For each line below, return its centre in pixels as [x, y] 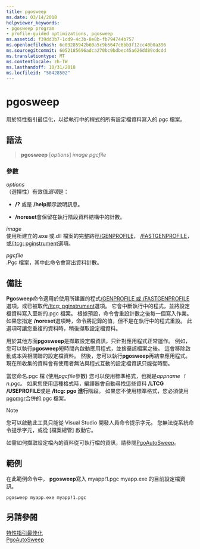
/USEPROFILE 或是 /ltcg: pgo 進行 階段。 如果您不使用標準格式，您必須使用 [97, 391]
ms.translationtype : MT [36, 56]
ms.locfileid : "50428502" [38, 73]
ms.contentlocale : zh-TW [37, 61]
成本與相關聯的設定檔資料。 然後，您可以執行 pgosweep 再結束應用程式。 [101, 356]
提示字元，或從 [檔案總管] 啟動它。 [54, 430]
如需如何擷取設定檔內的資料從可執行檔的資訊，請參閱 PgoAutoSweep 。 [93, 443]
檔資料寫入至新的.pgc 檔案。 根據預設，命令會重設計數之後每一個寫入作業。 [99, 314]
